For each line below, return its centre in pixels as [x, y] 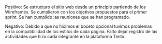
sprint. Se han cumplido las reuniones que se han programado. [68, 17]
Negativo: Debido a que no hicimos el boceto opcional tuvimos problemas [79, 26]
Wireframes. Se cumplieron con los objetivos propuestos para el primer [76, 12]
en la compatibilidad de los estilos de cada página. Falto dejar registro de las [81, 31]
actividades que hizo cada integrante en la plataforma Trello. [65, 36]
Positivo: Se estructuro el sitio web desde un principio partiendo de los [75, 7]
